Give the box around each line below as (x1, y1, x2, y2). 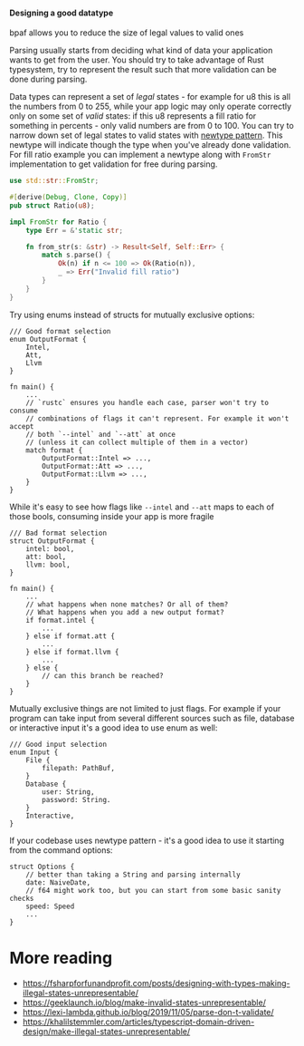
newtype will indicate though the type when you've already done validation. (9, 140, 291, 150)
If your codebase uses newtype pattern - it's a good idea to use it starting (9, 835, 285, 846)
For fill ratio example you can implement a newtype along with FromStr (9, 150, 271, 160)
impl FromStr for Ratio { (9, 218, 107, 227)
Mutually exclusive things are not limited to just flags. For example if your (9, 702, 281, 713)
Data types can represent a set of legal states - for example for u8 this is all (9, 92, 291, 102)
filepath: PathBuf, (42, 763, 116, 772)
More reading (9, 947, 113, 968)
